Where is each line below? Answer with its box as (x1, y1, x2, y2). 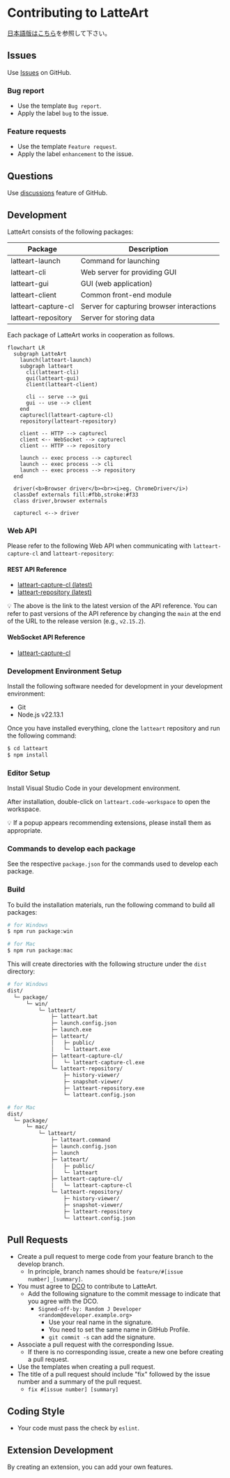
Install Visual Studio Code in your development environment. (7, 784, 181, 792)
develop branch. (17, 1260, 65, 1268)
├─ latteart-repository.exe (63, 1085, 145, 1092)
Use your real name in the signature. (48, 1318, 153, 1327)
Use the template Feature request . (17, 142, 117, 151)
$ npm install (7, 751, 49, 759)
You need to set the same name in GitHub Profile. (48, 1325, 190, 1334)
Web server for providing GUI (80, 267, 176, 277)
